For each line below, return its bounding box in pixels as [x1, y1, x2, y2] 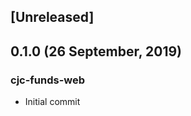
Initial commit [24, 96, 81, 108]
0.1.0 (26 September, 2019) [10, 43, 182, 60]
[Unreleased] [10, 9, 95, 26]
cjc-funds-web [10, 73, 86, 87]
